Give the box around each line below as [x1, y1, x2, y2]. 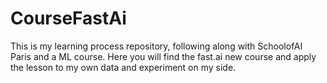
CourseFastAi [10, 7, 127, 30]
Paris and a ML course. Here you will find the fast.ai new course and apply [10, 50, 317, 62]
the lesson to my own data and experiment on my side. [10, 61, 237, 73]
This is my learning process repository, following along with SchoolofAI [10, 40, 303, 52]
